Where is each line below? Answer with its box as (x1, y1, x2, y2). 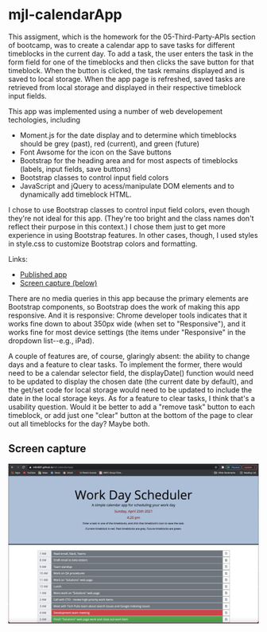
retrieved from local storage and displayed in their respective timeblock (8, 82, 242, 92)
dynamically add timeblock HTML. (19, 189, 133, 199)
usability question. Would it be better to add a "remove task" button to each (8, 402, 256, 412)
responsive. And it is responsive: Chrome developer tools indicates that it (8, 310, 248, 320)
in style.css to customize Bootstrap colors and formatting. (8, 239, 198, 248)
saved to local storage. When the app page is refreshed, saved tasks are (8, 74, 246, 84)
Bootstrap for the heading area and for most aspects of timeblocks (19, 155, 238, 165)
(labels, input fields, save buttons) (19, 164, 131, 174)
